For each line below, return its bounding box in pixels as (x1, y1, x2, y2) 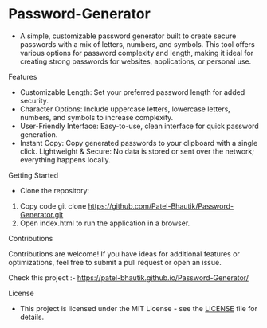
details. (19, 312, 45, 322)
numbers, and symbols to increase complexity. (19, 112, 174, 122)
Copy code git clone (19, 201, 87, 211)
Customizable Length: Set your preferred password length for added (19, 87, 245, 96)
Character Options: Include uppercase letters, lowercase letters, (19, 104, 231, 114)
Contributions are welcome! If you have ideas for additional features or (8, 248, 241, 259)
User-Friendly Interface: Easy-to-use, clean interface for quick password (19, 121, 259, 131)
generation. (19, 129, 58, 139)
